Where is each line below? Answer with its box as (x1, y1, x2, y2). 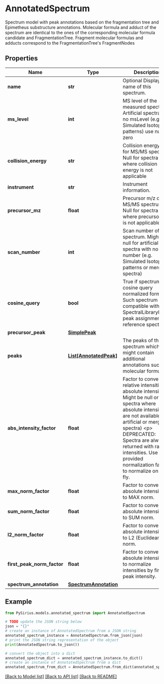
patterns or (123, 264, 148, 271)
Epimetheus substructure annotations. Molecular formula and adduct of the (5, 24, 157, 30)
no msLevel (123, 116, 149, 123)
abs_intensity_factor (7, 425, 56, 431)
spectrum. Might (123, 233, 161, 240)
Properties (5, 54, 38, 63)
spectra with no (123, 246, 159, 253)
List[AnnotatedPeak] (68, 352, 118, 359)
